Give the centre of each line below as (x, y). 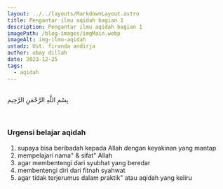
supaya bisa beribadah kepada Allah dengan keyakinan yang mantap (117, 148)
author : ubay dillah (38, 53)
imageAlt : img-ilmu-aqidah (47, 40)
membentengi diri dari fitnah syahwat (71, 170)
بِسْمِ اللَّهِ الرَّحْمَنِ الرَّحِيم (38, 99)
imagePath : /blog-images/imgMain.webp (64, 33)
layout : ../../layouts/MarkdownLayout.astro (73, 14)
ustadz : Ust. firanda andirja (52, 46)
